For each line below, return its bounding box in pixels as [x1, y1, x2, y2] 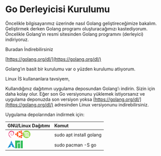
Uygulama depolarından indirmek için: [5, 111, 85, 118]
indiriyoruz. [5, 36, 29, 43]
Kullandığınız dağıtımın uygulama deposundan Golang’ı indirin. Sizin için [5, 85, 155, 92]
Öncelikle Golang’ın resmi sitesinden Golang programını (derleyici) [5, 31, 144, 37]
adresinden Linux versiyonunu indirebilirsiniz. [54, 101, 149, 107]
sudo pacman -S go [54, 142, 96, 148]
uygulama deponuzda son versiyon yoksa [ [5, 96, 95, 102]
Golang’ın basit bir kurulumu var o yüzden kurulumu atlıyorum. [5, 66, 136, 72]
